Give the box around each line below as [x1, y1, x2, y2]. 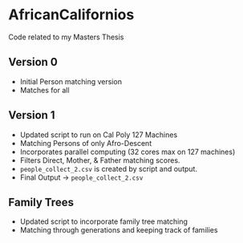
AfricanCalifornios [8, 6, 135, 24]
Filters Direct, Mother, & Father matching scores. [19, 155, 180, 165]
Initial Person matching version [19, 76, 123, 86]
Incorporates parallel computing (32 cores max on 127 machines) [19, 147, 236, 156]
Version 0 [8, 55, 58, 69]
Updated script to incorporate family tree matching [19, 217, 188, 226]
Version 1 [8, 108, 55, 122]
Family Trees [8, 195, 75, 209]
